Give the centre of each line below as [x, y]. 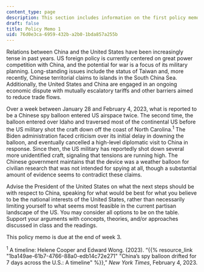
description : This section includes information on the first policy [96, 18]
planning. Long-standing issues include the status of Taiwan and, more [95, 71]
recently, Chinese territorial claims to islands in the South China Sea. [92, 78]
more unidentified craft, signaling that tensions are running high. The [92, 155]
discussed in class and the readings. [52, 225]
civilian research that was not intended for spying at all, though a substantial [102, 168]
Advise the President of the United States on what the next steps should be [100, 186]
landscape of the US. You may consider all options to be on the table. [93, 212]
